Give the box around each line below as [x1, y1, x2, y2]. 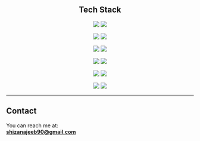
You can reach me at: [6, 122, 58, 129]
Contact [6, 106, 37, 116]
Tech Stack [79, 5, 121, 15]
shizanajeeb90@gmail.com [6, 128, 76, 135]
